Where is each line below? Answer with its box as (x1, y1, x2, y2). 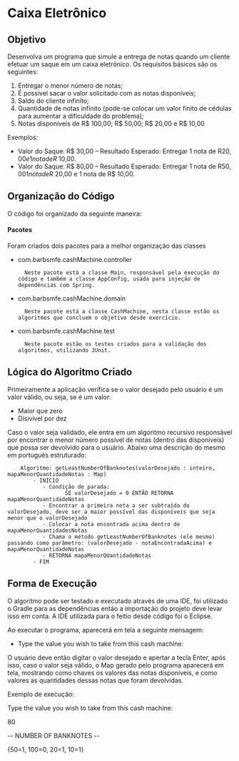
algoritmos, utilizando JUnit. (17, 347, 111, 354)
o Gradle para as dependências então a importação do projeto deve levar (7, 604, 223, 613)
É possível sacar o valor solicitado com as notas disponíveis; (17, 89, 196, 97)
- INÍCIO (33, 477, 59, 484)
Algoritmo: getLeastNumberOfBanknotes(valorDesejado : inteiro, (20, 464, 215, 472)
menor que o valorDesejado (7, 514, 88, 522)
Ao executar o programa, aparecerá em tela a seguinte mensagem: (7, 625, 204, 634)
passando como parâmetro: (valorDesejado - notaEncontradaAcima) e (7, 539, 213, 547)
